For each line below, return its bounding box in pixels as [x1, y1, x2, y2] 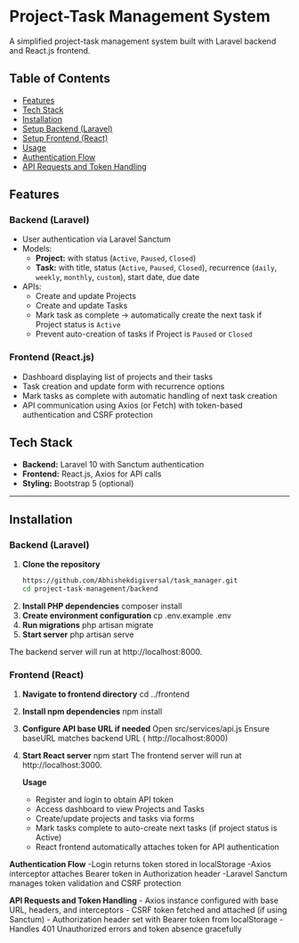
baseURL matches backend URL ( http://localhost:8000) [21, 733, 229, 744]
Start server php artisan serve [21, 629, 134, 640]
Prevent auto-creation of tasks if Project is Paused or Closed [35, 328, 253, 340]
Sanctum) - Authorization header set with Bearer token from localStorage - [9, 914, 284, 925]
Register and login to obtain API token [35, 794, 174, 805]
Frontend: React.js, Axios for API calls [21, 468, 162, 479]
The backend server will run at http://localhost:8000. [9, 646, 203, 657]
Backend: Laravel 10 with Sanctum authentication [21, 459, 205, 469]
